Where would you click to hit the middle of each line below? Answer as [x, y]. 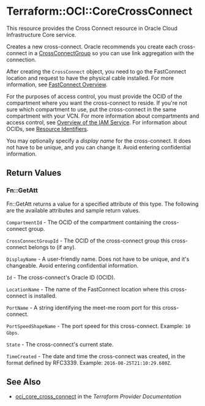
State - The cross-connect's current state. [60, 344]
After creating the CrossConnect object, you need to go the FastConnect [96, 71]
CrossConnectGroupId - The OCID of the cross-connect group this [88, 241]
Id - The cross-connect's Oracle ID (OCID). [61, 277]
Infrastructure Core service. [41, 34]
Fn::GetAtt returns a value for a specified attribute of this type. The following [102, 204]
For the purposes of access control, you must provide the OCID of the [94, 96]
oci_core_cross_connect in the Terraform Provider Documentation [98, 397]
